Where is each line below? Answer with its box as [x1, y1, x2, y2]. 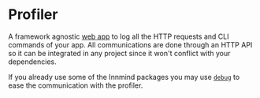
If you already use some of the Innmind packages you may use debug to [8, 72, 240, 81]
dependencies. [8, 57, 57, 66]
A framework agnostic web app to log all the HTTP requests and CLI [8, 32, 229, 41]
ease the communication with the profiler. [8, 81, 143, 90]
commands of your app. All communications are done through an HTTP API [8, 40, 253, 49]
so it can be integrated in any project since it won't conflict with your [8, 48, 231, 58]
